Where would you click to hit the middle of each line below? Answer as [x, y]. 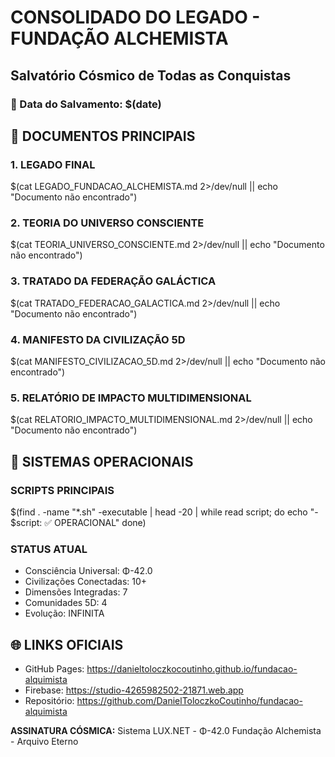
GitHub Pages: [54, 669]
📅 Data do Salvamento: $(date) [86, 104]
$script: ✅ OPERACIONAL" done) [78, 523]
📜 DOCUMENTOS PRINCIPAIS [103, 136]
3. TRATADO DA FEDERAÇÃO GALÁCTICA [113, 281]
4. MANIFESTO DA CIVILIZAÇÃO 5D [98, 339]
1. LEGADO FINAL [53, 164]
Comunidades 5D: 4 [66, 603]
